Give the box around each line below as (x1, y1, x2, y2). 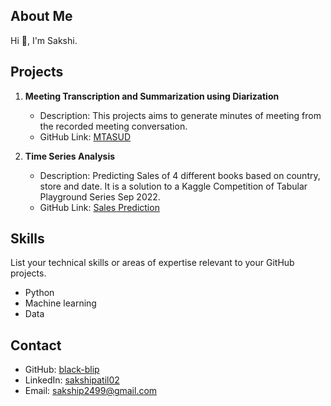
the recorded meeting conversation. (39, 120, 188, 132)
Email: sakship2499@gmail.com (24, 385, 158, 397)
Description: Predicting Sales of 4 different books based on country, (39, 169, 321, 181)
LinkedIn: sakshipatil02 (24, 374, 120, 386)
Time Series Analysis (24, 150, 116, 162)
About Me (10, 8, 73, 25)
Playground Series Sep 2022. (39, 190, 161, 203)
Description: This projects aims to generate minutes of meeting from (39, 109, 322, 121)
